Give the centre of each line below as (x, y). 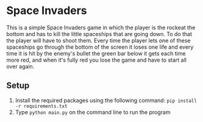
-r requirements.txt (41, 106)
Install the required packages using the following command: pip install (106, 100)
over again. (20, 66)
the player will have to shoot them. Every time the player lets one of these (98, 40)
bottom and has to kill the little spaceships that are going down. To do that (99, 34)
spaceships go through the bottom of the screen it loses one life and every (100, 47)
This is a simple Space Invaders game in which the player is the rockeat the (101, 27)
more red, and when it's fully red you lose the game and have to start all (97, 60)
